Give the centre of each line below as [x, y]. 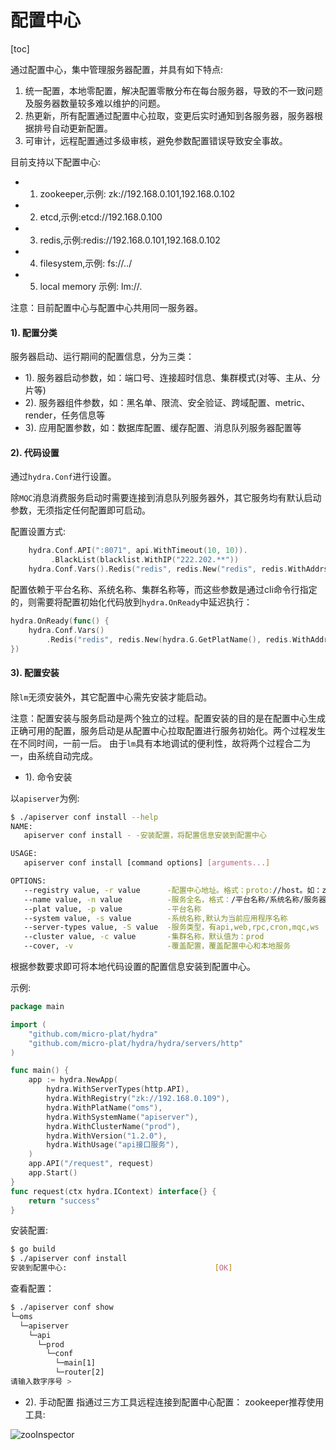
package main [37, 1007]
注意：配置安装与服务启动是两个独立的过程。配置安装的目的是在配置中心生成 [168, 718]
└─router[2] [79, 1372]
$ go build [33, 1249]
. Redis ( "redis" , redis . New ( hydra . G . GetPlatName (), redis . [169, 639]
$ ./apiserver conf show [62, 1307]
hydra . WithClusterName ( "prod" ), [114, 1126]
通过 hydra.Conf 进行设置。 [63, 477]
